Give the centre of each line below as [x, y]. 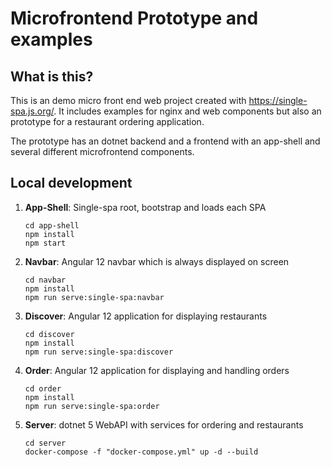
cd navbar [45, 280]
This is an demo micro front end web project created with [128, 100]
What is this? [52, 76]
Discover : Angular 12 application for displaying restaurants [146, 316]
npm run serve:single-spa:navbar [94, 297]
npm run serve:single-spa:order [92, 406]
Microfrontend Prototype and [134, 18]
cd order [43, 388]
